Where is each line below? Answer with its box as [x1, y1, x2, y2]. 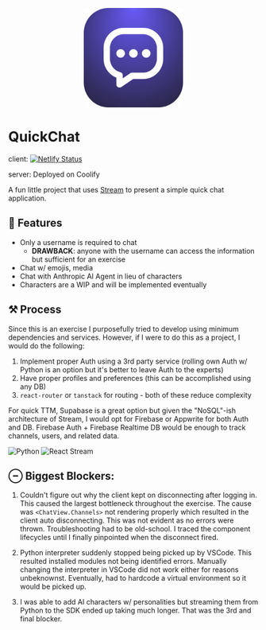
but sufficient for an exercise [31, 255, 125, 264]
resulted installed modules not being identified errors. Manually [19, 557, 227, 566]
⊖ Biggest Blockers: [8, 469, 115, 483]
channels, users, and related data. [8, 430, 120, 441]
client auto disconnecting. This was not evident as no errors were [19, 515, 234, 525]
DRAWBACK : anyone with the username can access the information [31, 246, 256, 255]
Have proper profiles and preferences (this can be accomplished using [19, 373, 252, 383]
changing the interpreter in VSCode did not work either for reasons [19, 565, 239, 574]
